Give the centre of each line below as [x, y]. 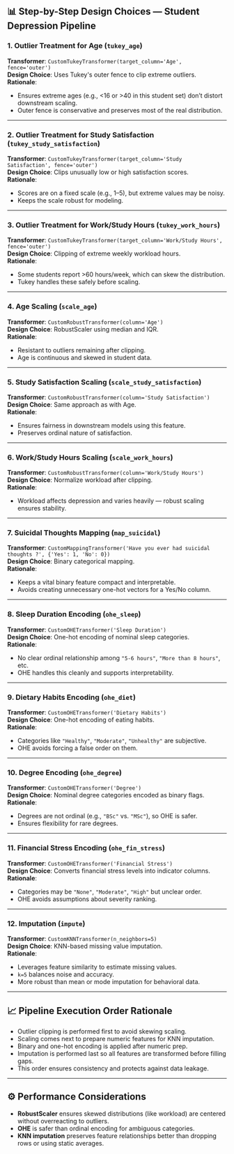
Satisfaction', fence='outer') [53, 165]
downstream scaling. [47, 102]
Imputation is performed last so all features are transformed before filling [122, 1053]
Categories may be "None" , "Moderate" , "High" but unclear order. [109, 891]
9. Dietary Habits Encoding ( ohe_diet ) [71, 697]
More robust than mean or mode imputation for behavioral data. [109, 981]
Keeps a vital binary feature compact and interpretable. [96, 582]
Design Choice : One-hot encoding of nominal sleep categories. [99, 637]
